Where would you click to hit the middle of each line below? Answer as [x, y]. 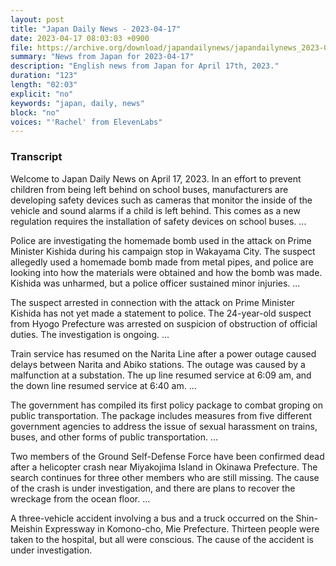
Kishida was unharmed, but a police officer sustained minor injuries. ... [155, 283]
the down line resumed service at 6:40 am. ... [103, 385]
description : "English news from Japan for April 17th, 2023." [145, 66]
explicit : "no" [42, 94]
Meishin [26, 528]
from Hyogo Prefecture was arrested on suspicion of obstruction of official [164, 323]
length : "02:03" [44, 85]
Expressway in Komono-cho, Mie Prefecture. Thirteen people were [182, 528]
